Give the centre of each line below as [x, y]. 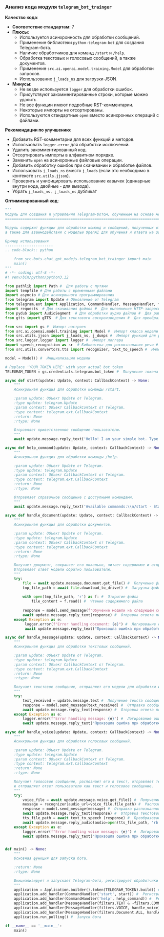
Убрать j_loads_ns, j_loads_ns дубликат [54, 191]
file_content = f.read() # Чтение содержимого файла [87, 602]
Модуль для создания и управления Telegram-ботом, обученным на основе [79, 214]
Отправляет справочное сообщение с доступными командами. [74, 497]
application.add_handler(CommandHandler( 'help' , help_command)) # [83, 899]
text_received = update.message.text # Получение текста [83, 700]
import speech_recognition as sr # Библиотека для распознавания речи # [82, 345]
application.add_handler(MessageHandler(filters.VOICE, [72, 908]
